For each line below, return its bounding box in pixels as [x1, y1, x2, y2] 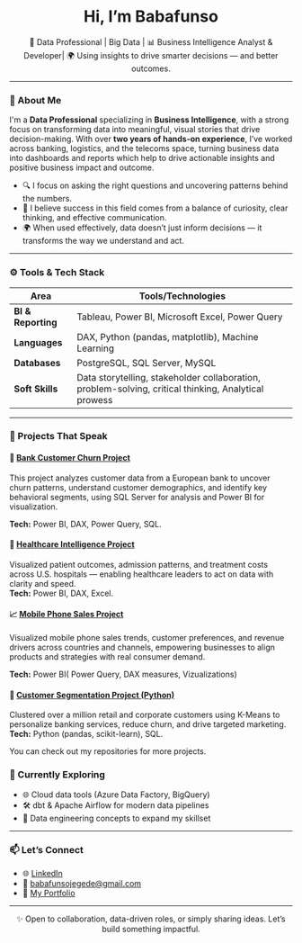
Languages [13, 336, 63, 348]
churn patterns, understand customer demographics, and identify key [9, 481, 268, 492]
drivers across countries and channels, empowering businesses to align [9, 642, 276, 653]
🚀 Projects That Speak [9, 430, 108, 443]
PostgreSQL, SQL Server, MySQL [75, 356, 217, 369]
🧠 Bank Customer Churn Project [9, 453, 130, 463]
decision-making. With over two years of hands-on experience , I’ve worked [9, 133, 293, 145]
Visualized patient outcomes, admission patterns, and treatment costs [9, 559, 268, 570]
